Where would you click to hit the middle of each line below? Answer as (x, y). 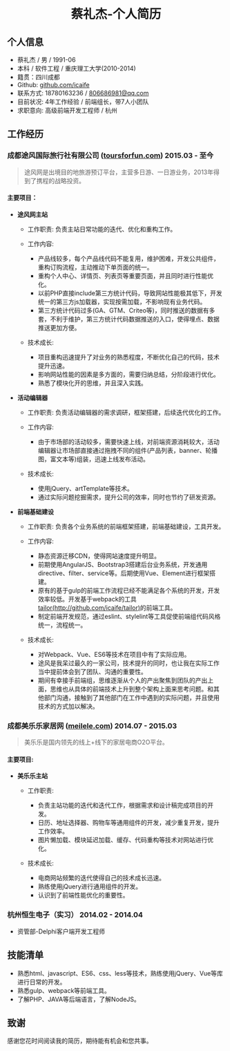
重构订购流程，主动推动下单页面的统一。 (95, 267)
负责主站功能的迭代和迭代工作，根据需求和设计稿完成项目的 (123, 806)
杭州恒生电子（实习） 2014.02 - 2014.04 (75, 915)
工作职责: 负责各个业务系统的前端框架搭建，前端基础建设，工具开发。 (126, 526)
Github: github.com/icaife (53, 85)
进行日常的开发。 (41, 982)
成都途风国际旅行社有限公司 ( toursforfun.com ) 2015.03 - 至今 (111, 156)
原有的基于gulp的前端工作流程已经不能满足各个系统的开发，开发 (129, 590)
